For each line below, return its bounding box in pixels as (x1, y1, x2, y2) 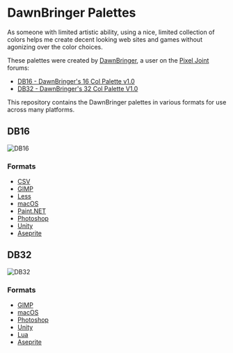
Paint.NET (17, 207, 47, 215)
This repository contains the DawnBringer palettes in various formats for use (7, 97, 227, 106)
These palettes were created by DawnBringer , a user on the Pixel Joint (7, 56, 209, 64)
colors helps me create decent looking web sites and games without (7, 35, 203, 43)
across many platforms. (7, 105, 75, 113)
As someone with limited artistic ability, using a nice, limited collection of (7, 28, 215, 36)
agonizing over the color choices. (7, 42, 103, 51)
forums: (7, 63, 30, 72)
